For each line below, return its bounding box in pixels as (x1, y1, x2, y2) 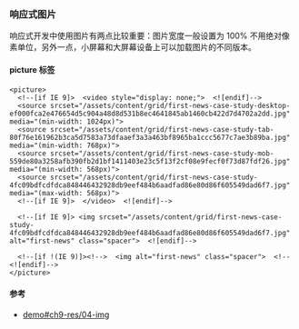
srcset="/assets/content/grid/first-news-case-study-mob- (49, 148, 274, 158)
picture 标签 (9, 64, 55, 75)
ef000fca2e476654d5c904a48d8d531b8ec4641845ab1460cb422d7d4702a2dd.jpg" (9, 109, 291, 118)
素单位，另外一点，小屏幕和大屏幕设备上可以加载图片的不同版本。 (9, 42, 256, 53)
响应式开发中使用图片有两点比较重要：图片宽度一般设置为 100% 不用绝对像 (9, 30, 290, 42)
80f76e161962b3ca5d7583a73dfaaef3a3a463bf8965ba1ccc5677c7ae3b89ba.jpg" (9, 133, 291, 142)
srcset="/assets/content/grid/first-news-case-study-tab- (49, 125, 274, 134)
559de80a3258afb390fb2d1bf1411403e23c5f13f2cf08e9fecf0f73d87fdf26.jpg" (9, 156, 291, 165)
